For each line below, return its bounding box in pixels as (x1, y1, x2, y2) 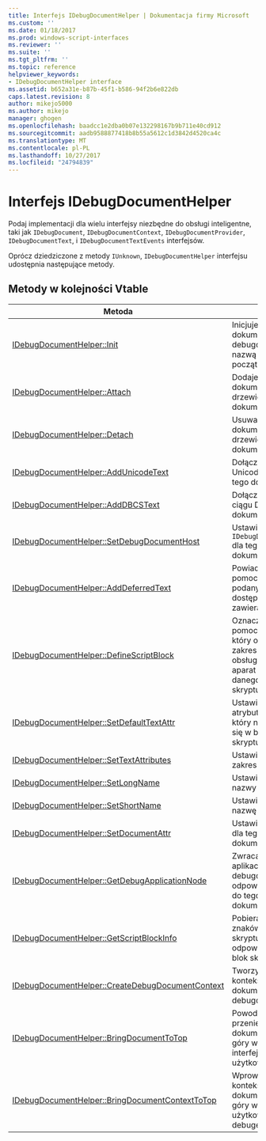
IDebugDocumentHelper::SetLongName (12, 777, 160, 788)
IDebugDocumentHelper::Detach (12, 429, 134, 440)
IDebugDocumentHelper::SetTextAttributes (12, 754, 172, 765)
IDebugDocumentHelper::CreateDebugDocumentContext (12, 980, 224, 991)
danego (231, 674, 260, 685)
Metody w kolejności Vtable (8, 282, 149, 296)
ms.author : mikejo (8, 108, 69, 116)
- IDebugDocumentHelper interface (8, 78, 123, 85)
